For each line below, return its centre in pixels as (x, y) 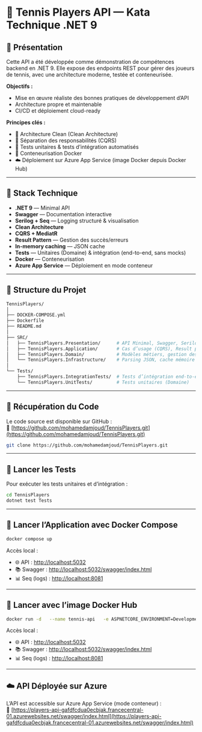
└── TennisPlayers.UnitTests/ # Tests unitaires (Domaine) (103, 382)
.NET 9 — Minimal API (42, 208)
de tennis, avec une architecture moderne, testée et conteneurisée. (90, 74)
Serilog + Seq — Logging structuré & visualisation (77, 221)
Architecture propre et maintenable (58, 104)
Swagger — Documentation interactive (63, 214)
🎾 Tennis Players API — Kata (78, 12)
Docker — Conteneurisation (50, 259)
